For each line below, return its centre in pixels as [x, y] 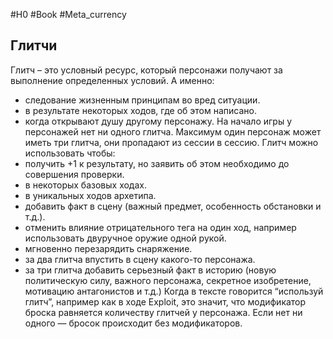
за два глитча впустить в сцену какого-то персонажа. [140, 259]
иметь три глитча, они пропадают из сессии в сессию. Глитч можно [171, 142]
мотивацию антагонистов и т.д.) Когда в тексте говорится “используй [174, 291]
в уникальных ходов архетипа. [90, 195]
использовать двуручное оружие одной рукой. [125, 238]
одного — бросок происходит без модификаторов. [133, 323]
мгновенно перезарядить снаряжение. [108, 248]
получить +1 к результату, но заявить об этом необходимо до [157, 163]
